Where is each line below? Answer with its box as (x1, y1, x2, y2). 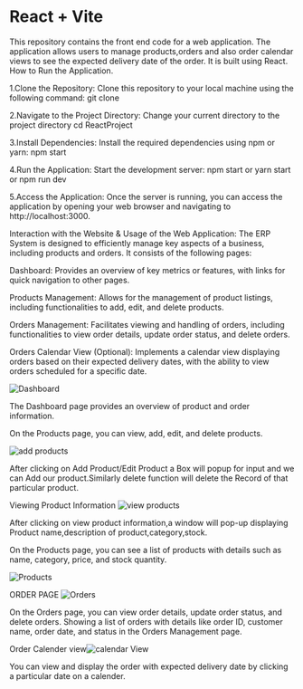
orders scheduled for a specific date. (9, 365, 147, 377)
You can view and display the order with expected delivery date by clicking (9, 661, 289, 672)
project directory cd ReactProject (9, 120, 133, 130)
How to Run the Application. (9, 65, 114, 76)
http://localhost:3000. (9, 210, 90, 221)
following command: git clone (9, 92, 120, 103)
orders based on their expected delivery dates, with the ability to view (9, 356, 270, 367)
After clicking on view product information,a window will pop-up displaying (9, 517, 289, 528)
